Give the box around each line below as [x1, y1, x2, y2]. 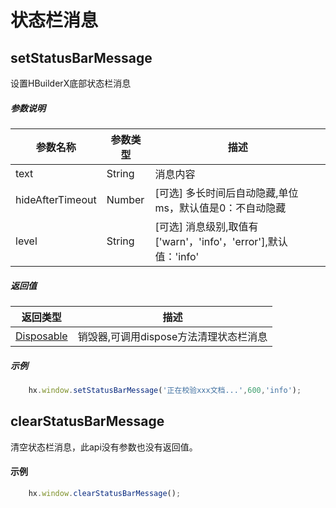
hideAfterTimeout [15, 192, 97, 206]
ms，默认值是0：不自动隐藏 [154, 201, 287, 215]
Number [106, 192, 145, 206]
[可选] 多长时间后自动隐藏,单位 [154, 186, 299, 200]
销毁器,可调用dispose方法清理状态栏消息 [77, 329, 268, 343]
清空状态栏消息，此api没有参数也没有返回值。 [10, 441, 198, 453]
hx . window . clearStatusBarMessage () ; [28, 488, 182, 498]
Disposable [15, 329, 68, 343]
